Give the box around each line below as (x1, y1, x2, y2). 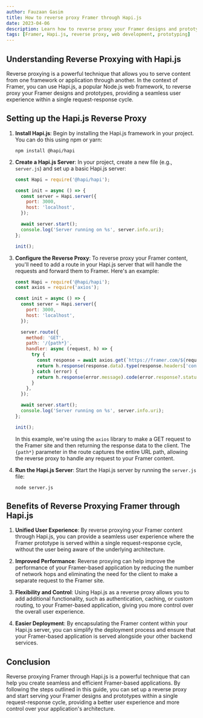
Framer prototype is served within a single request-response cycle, (14, 540, 182, 547)
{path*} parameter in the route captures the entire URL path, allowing (14, 448, 188, 455)
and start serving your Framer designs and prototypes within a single (6, 693, 178, 700)
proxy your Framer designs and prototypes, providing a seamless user (6, 89, 181, 97)
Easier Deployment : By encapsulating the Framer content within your (14, 620, 188, 627)
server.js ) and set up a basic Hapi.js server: (14, 164, 126, 172)
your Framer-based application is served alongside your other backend (14, 632, 192, 640)
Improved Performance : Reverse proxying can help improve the (14, 558, 175, 565)
